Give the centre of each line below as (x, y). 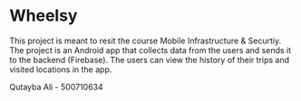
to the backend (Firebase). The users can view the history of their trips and (150, 60)
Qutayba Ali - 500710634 (57, 87)
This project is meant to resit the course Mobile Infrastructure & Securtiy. (146, 41)
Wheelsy (44, 16)
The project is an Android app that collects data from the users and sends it (150, 50)
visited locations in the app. (61, 69)
